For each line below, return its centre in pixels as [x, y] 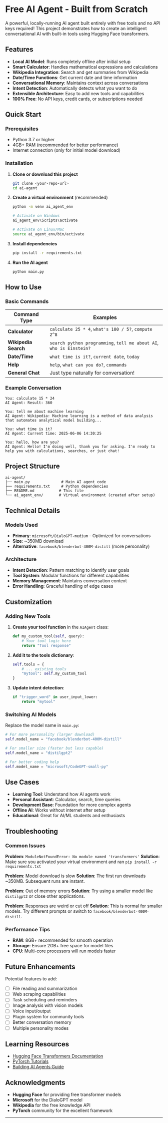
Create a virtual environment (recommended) [60, 198]
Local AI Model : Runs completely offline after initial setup [71, 62]
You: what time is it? [29, 429]
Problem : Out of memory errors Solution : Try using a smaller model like [79, 891]
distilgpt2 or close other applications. [45, 896]
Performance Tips [27, 929]
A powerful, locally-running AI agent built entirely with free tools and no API [83, 23]
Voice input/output [31, 1011]
